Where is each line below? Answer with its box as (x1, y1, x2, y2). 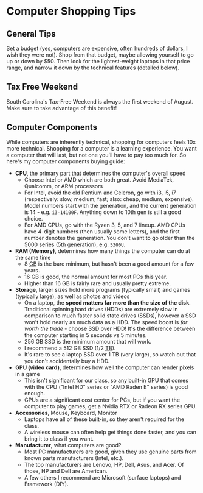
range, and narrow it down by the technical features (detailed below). (6, 64, 180, 71)
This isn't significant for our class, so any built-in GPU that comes (24, 377, 188, 384)
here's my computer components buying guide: (6, 157, 126, 165)
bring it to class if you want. (24, 434, 94, 442)
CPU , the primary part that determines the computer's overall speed (15, 169, 186, 177)
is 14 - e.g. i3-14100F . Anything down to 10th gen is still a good (24, 208, 181, 216)
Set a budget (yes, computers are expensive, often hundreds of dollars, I (6, 44, 188, 52)
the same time (15, 254, 51, 261)
